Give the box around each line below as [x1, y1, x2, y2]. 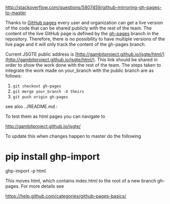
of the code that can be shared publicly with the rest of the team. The [5, 25, 152, 31]
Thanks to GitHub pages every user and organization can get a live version [5, 20, 163, 25]
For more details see [20, 183, 64, 189]
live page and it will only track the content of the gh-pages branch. [5, 41, 146, 47]
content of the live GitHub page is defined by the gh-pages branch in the [5, 31, 159, 36]
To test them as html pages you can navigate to [5, 113, 105, 119]
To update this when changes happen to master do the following [5, 133, 141, 139]
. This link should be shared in [94, 57, 158, 63]
